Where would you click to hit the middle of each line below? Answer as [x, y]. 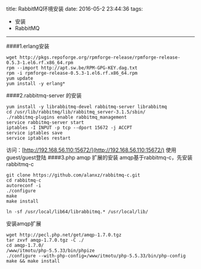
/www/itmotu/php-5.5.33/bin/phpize [51, 250]
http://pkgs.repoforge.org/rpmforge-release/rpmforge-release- [100, 57]
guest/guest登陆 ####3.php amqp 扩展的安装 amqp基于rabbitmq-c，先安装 [100, 158]
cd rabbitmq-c [24, 181]
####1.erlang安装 [28, 46]
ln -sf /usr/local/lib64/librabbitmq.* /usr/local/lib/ [77, 212]
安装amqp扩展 [24, 224]
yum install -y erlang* [36, 84]
